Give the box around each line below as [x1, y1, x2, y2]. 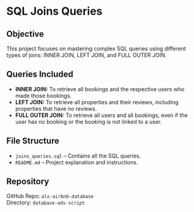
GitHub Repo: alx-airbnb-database [6, 192, 94, 200]
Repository [6, 176, 50, 187]
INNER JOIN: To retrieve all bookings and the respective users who [15, 85, 185, 93]
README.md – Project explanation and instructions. [15, 158, 138, 166]
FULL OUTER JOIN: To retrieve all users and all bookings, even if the [15, 112, 188, 119]
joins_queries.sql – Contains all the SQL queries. [15, 152, 141, 159]
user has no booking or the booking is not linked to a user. [15, 118, 162, 125]
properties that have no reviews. [15, 105, 97, 112]
